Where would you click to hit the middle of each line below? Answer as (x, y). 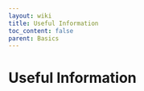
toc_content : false (41, 31)
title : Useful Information (53, 23)
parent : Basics (34, 38)
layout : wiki (30, 16)
